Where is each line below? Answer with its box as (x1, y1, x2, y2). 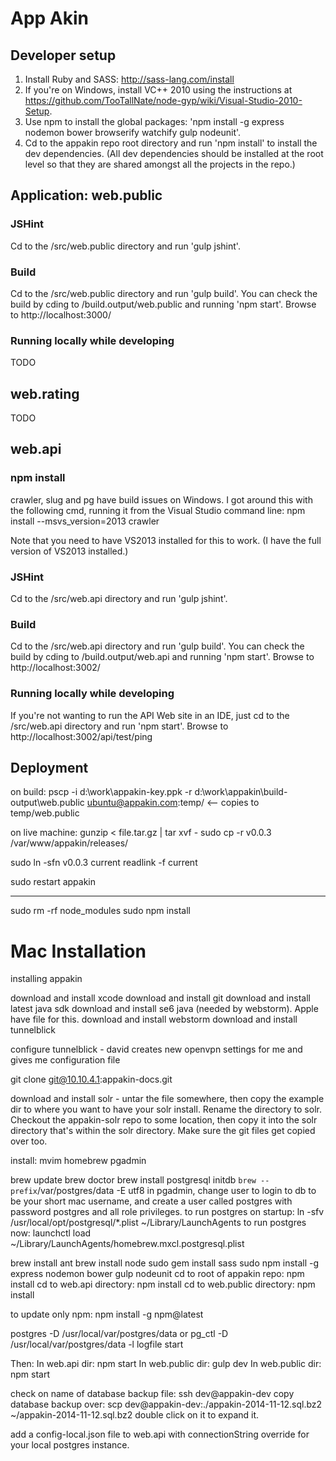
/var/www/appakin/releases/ (10, 837, 129, 849)
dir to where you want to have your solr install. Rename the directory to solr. (10, 1103, 322, 1116)
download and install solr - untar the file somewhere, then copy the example (10, 1093, 325, 1105)
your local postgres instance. (10, 1439, 130, 1451)
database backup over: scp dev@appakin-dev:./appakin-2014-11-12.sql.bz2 (10, 1398, 323, 1411)
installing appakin (10, 973, 83, 985)
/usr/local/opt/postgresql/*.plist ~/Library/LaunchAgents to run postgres (10, 1217, 307, 1229)
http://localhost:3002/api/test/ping (10, 730, 153, 742)
